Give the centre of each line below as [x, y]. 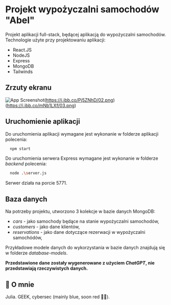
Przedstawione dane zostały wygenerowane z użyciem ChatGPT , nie [80, 263]
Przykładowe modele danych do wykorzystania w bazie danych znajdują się [85, 248]
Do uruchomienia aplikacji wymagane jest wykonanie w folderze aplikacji [82, 134]
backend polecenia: [26, 164]
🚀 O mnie [20, 284]
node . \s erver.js [28, 173]
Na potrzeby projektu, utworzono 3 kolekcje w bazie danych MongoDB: [80, 211]
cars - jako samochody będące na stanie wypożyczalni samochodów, [86, 222]
